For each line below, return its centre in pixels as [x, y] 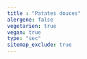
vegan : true [24, 32]
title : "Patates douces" [44, 13]
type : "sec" [24, 39]
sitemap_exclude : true [39, 45]
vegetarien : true [32, 26]
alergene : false [30, 20]
